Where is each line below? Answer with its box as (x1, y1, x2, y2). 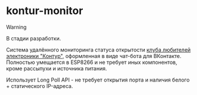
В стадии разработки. (6, 35, 61, 42)
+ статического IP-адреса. (6, 82, 73, 89)
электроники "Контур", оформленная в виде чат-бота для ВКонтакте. (6, 52, 182, 59)
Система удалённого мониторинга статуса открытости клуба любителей (6, 46, 191, 53)
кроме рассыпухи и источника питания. (6, 65, 108, 72)
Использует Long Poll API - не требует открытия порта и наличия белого (6, 76, 190, 83)
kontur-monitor (6, 4, 83, 18)
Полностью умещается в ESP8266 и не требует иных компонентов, (6, 59, 177, 66)
